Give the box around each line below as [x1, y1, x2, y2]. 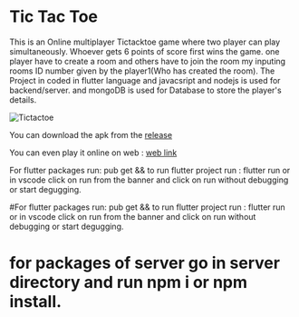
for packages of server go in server [9, 253, 281, 273]
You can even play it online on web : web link [9, 147, 178, 158]
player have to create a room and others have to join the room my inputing [9, 55, 286, 66]
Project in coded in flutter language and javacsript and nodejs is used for [9, 74, 281, 85]
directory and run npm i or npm [9, 272, 247, 292]
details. [9, 94, 37, 105]
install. [9, 292, 62, 312]
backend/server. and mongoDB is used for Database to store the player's [9, 84, 283, 95]
